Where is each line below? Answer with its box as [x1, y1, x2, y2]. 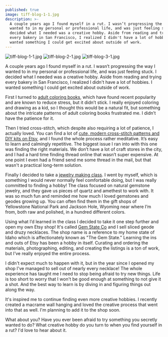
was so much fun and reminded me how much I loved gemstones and [5, 193, 148, 199]
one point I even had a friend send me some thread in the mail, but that [5, 157, 151, 163]
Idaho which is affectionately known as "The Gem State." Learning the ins [5, 234, 156, 240]
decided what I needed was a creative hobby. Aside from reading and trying [5, 73, 161, 80]
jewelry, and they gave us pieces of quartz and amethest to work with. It [5, 188, 154, 194]
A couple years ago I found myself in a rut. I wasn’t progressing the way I [5, 63, 156, 69]
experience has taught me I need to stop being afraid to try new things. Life [5, 271, 160, 277]
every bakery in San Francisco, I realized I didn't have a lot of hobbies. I [5, 79, 152, 85]
